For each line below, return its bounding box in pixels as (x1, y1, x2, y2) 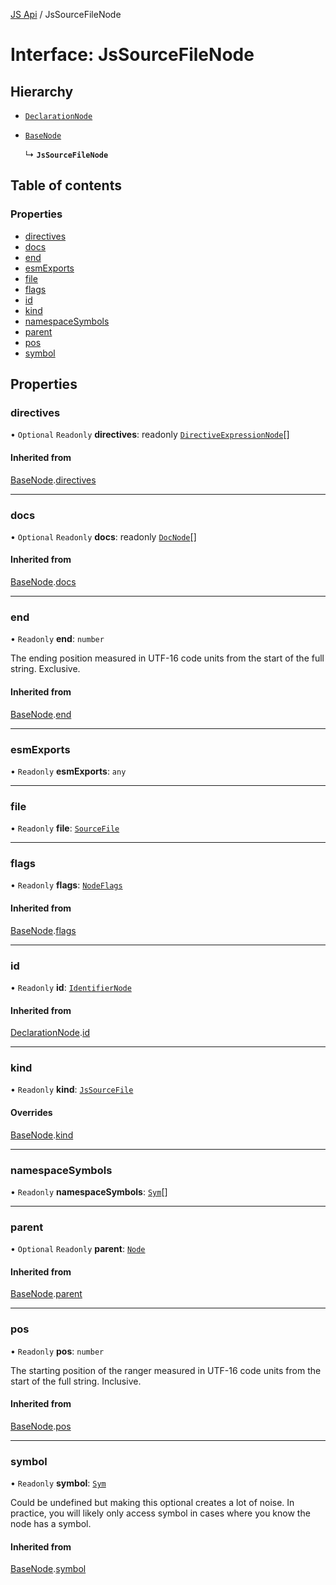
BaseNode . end (10, 708, 72, 720)
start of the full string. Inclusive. (10, 1375, 142, 1387)
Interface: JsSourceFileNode (10, 44, 255, 66)
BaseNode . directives (10, 474, 97, 486)
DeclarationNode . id (10, 1027, 90, 1039)
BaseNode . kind (10, 1129, 74, 1141)
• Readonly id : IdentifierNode (10, 981, 132, 993)
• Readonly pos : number (10, 1345, 105, 1357)
